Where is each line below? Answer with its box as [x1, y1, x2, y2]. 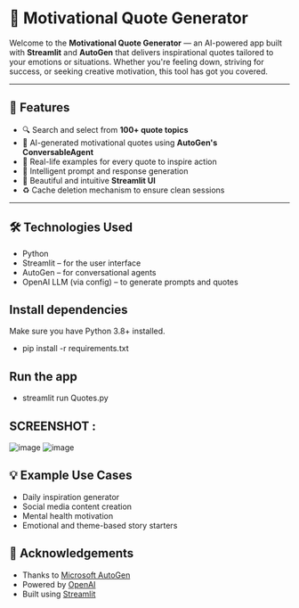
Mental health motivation [21, 510, 114, 521]
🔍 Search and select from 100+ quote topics [21, 124, 189, 135]
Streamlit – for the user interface [21, 258, 141, 268]
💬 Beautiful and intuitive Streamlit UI [21, 175, 156, 185]
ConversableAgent [21, 146, 94, 157]
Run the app [9, 369, 77, 384]
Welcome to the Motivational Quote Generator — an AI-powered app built [9, 37, 283, 48]
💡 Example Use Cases [9, 468, 133, 483]
